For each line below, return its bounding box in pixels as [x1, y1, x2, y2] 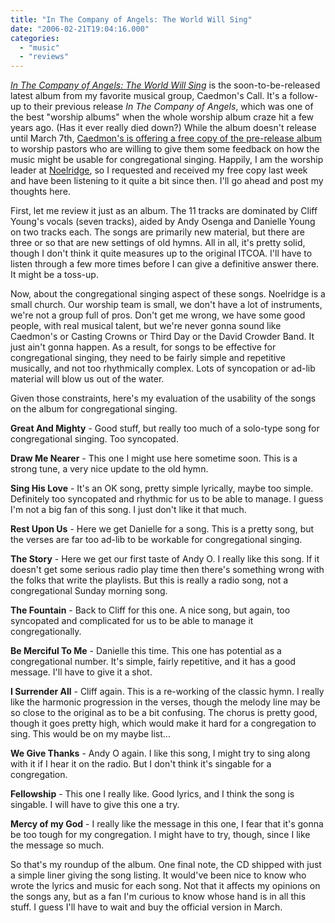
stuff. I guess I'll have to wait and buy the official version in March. [10, 901, 283, 913]
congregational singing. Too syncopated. [10, 433, 179, 445]
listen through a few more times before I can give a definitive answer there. [10, 258, 320, 270]
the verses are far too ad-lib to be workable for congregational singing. [10, 534, 303, 546]
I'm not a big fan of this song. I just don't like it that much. [10, 504, 247, 516]
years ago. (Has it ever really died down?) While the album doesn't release [10, 122, 317, 134]
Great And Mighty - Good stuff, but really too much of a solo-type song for [10, 422, 320, 435]
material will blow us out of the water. [10, 373, 165, 385]
